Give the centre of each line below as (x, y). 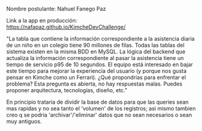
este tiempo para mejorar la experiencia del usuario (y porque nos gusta (96, 71)
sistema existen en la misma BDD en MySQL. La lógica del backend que (96, 52)
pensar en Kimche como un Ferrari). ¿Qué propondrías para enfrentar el (96, 77)
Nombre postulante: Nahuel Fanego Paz (56, 9)
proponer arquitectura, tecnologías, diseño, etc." (67, 90)
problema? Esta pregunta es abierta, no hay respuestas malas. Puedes (94, 84)
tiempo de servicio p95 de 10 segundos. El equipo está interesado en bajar (99, 64)
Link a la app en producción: (42, 20)
